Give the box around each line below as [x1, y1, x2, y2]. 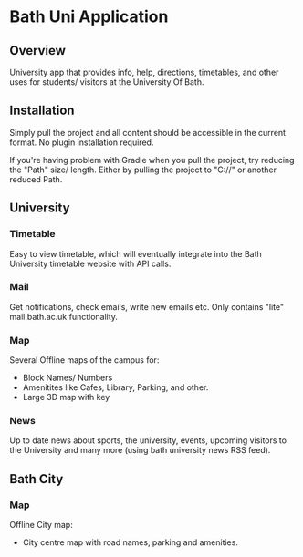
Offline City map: [9, 520, 73, 531]
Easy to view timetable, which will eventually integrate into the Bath [9, 248, 262, 259]
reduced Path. [9, 173, 63, 184]
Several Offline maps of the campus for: [9, 355, 160, 366]
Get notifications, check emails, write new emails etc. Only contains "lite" [9, 301, 285, 312]
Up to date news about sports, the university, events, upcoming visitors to [9, 435, 287, 446]
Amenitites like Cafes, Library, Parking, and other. [22, 382, 209, 393]
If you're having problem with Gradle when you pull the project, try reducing [9, 154, 295, 165]
